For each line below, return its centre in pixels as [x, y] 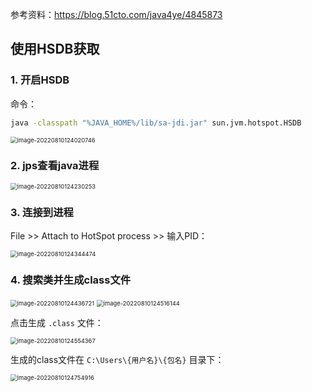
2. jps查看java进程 [55, 166]
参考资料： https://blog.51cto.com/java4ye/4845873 [116, 14]
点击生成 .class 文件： [57, 323]
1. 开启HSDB [40, 80]
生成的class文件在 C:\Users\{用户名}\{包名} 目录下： [117, 360]
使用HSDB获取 [55, 49]
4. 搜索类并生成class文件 [71, 280]
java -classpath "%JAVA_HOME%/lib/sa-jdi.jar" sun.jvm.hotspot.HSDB [156, 123]
